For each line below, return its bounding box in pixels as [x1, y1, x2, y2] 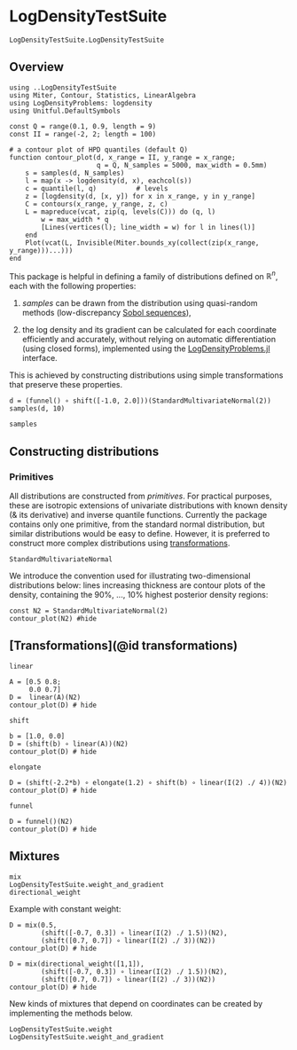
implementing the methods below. [9, 1007, 133, 1018]
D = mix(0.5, [9, 921, 58, 929]
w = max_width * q [41, 215, 109, 223]
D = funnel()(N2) [9, 817, 74, 826]
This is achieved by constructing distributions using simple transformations [9, 370, 284, 380]
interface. [21, 353, 58, 364]
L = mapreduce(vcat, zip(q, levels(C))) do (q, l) [25, 207, 216, 216]
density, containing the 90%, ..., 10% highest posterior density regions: [9, 590, 269, 600]
